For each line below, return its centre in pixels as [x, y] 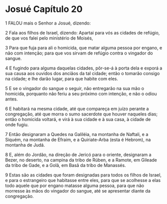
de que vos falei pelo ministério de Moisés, [49, 38]
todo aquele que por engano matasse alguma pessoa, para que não [75, 185]
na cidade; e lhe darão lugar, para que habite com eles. [62, 78]
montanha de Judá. [25, 145]
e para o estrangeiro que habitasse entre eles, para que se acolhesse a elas [83, 180]
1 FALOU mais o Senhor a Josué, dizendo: [48, 23]
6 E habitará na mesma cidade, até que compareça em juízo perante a [77, 108]
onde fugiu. [17, 124]
